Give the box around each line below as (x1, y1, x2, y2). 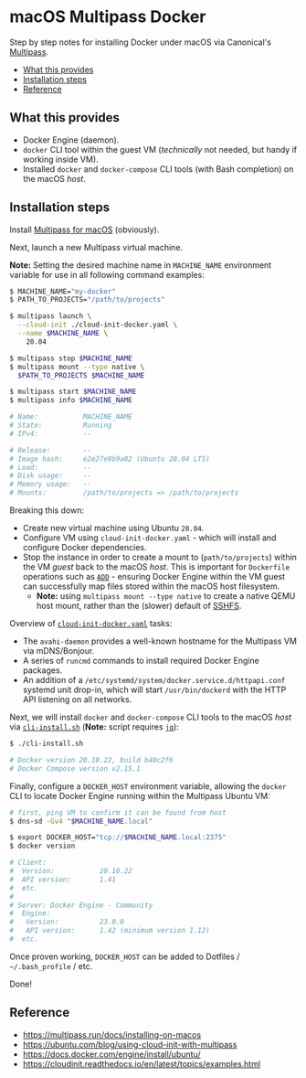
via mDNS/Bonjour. (22, 646, 95, 656)
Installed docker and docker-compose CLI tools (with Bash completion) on (22, 163, 294, 175)
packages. (22, 665, 63, 676)
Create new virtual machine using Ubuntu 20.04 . (22, 523, 205, 534)
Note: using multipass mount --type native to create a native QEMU (36, 591, 296, 602)
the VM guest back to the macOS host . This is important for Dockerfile (22, 561, 290, 572)
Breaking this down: (9, 505, 85, 516)
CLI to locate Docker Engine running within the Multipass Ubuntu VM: (9, 790, 271, 801)
